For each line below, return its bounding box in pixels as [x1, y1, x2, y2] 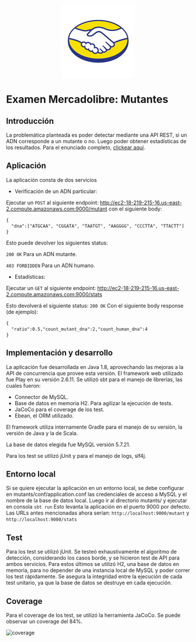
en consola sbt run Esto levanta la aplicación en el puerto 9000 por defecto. [6, 503, 191, 510]
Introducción [6, 116, 54, 126]
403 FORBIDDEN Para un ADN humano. [6, 262, 95, 269]
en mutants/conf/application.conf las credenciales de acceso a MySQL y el [6, 491, 187, 498]
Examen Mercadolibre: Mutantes [6, 93, 169, 106]
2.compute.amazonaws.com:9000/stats [6, 291, 102, 298]
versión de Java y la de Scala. [6, 429, 78, 437]
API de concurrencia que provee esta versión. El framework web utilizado [6, 370, 183, 377]
